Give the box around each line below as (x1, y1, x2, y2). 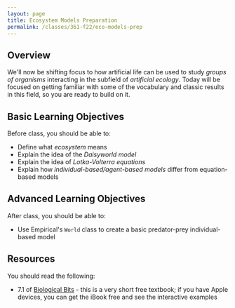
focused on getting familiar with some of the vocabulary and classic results (7, 83, 224, 91)
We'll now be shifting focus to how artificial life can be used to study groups (7, 68, 227, 76)
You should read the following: (7, 272, 95, 280)
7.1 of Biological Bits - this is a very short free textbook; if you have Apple (17, 285, 229, 293)
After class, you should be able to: (7, 211, 107, 220)
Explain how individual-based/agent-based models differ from (17, 166, 199, 173)
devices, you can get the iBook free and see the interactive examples (17, 293, 217, 301)
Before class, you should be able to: (7, 129, 111, 138)
